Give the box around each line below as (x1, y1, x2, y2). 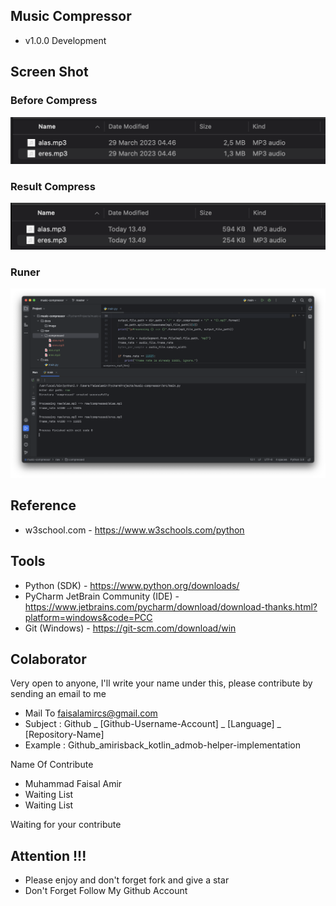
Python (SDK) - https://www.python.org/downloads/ (24, 579, 240, 591)
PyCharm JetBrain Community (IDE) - (24, 590, 180, 602)
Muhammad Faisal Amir (24, 778, 123, 790)
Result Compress (10, 179, 96, 193)
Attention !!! (10, 847, 87, 864)
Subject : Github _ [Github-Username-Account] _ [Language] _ (24, 718, 282, 730)
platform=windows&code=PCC (24, 611, 153, 623)
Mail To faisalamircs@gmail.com (24, 707, 158, 719)
